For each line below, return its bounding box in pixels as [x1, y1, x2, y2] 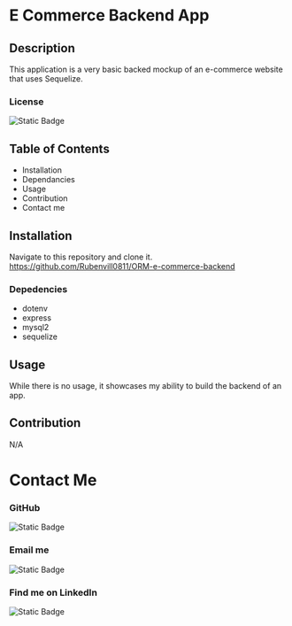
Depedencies [9, 282, 68, 295]
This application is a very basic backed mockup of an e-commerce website [9, 64, 283, 74]
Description [9, 41, 75, 56]
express [21, 313, 51, 323]
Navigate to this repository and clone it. [9, 251, 153, 262]
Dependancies [21, 174, 75, 185]
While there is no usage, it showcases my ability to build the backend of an [9, 381, 282, 391]
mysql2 [21, 322, 50, 333]
